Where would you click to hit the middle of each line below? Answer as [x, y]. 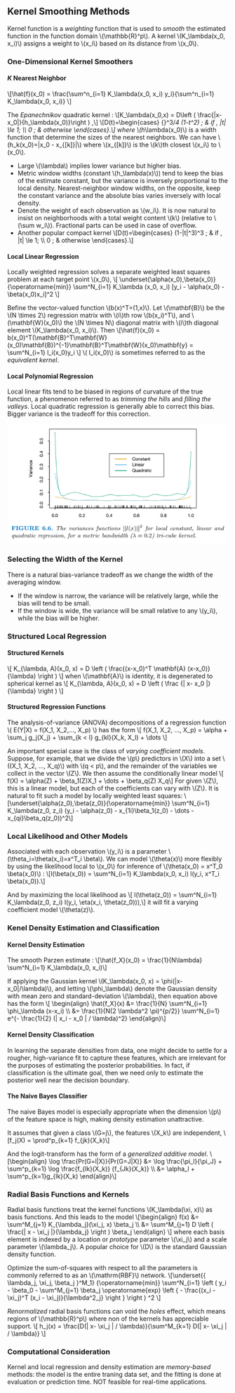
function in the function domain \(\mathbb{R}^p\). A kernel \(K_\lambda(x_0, [116, 36]
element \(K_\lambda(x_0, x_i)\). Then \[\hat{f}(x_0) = [83, 330]
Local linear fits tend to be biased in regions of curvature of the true [105, 391]
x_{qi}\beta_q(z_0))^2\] [40, 818]
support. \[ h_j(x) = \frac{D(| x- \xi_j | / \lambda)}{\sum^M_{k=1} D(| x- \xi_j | [117, 1326]
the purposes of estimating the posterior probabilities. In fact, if [99, 1065]
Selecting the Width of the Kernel [65, 559]
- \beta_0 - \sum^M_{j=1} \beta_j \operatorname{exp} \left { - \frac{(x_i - [112, 1291]
